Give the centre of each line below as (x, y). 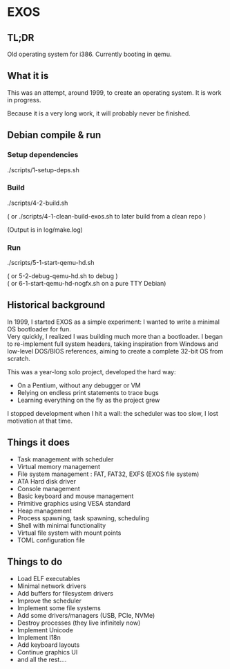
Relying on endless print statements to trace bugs (88, 392)
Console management (49, 488)
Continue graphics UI (47, 652)
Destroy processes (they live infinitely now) (79, 623)
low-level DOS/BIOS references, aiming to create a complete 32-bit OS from (115, 351)
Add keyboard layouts (48, 645)
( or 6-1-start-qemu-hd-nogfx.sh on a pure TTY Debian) (87, 284)
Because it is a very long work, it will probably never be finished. (99, 113)
